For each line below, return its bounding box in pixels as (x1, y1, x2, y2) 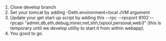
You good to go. (10, 31, 44, 36)
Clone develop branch (10, 4, 56, 10)
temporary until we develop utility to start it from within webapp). (10, 25, 145, 31)
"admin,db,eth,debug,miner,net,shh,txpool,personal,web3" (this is (24, 20, 161, 26)
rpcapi (10, 20, 24, 26)
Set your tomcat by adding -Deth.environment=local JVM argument (10, 9, 150, 15)
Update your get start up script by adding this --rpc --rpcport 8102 (10, 15, 149, 20)
